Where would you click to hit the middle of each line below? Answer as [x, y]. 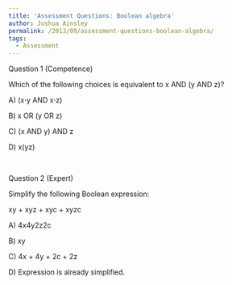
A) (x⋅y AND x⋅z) [35, 100]
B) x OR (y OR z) [35, 116]
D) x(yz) [22, 147]
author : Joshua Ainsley [48, 23]
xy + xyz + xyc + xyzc [45, 210]
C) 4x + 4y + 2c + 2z [43, 257]
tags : [17, 38]
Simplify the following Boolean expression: [79, 194]
